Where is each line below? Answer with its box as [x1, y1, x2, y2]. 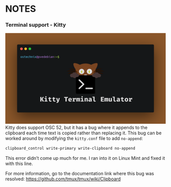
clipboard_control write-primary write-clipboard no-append [5, 146, 136, 151]
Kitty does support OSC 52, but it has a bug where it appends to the [5, 124, 148, 130]
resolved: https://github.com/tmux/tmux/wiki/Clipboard [5, 176, 121, 182]
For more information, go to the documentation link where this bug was [5, 170, 154, 176]
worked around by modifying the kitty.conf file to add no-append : [5, 135, 144, 141]
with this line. [5, 160, 33, 167]
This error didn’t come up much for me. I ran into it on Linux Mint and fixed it [5, 155, 165, 161]
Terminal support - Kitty [5, 21, 66, 29]
